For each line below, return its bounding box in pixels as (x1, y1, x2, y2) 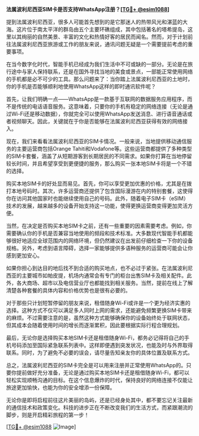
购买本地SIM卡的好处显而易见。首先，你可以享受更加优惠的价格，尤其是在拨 (6, 180, 192, 187)
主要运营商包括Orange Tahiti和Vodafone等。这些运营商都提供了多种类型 (16, 145, 192, 152)
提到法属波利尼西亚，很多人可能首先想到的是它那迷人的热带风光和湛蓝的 (6, 18, 182, 26)
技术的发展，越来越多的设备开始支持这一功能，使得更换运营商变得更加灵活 (6, 202, 188, 209)
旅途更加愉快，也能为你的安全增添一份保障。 (6, 384, 115, 391)
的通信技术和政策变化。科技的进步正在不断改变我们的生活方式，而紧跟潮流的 (6, 404, 193, 411)
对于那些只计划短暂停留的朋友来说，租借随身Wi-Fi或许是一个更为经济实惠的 (6, 300, 191, 306)
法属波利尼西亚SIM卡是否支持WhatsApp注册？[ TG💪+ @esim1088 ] (6, 6, 170, 12)
